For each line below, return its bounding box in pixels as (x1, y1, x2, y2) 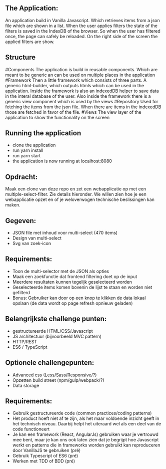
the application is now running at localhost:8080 (12, 158, 112, 164)
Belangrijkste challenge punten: (5, 315, 107, 323)
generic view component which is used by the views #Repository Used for (5, 98, 158, 104)
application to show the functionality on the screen (5, 114, 110, 120)
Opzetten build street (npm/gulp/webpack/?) (12, 377, 104, 383)
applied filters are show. (5, 39, 55, 45)
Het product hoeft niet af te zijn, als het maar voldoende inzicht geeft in (12, 415, 159, 421)
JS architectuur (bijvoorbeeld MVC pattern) (12, 333, 101, 339)
